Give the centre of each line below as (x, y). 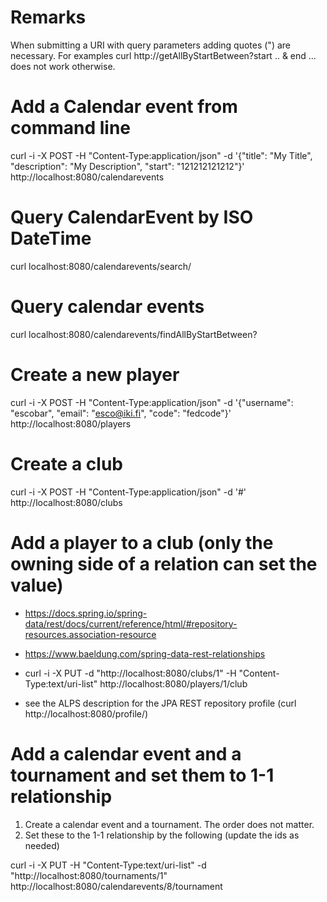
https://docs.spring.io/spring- (86, 613)
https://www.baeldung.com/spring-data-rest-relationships (145, 653)
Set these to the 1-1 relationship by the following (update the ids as (162, 835)
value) (37, 585)
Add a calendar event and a (126, 753)
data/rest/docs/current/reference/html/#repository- (131, 623)
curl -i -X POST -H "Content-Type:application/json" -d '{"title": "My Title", (161, 155)
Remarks (48, 17)
